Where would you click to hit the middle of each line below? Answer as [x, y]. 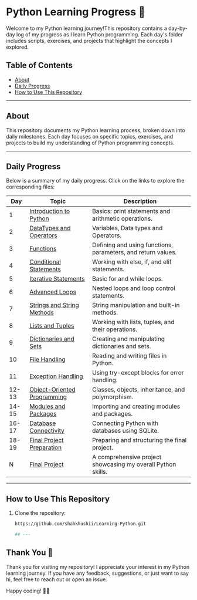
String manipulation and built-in [136, 305]
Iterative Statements [57, 279]
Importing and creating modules [136, 406]
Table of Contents [40, 65]
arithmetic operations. [122, 218]
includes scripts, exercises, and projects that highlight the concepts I [89, 41]
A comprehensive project [127, 457]
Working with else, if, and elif [132, 262]
